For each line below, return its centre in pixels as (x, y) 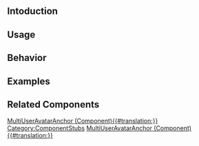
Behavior (27, 58)
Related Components (53, 105)
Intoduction (33, 11)
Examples (29, 81)
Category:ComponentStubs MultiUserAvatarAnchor (80, 128)
